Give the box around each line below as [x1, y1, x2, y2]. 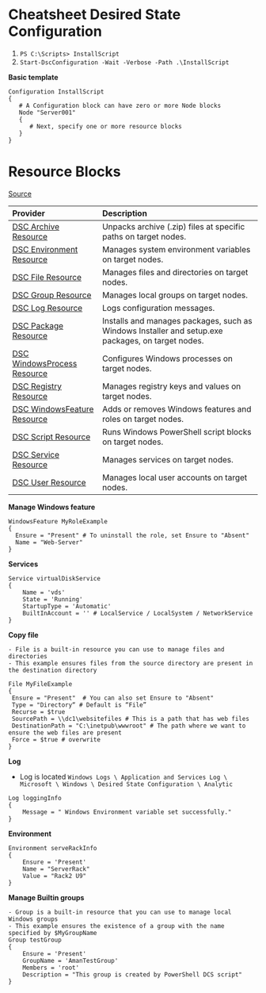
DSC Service [12, 449, 59, 460]
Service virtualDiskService [8, 574, 101, 582]
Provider [12, 208, 46, 219]
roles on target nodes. [101, 413, 184, 424]
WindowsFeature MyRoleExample [8, 517, 108, 525]
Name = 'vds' [22, 589, 66, 596]
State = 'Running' [22, 595, 83, 604]
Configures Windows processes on [101, 353, 234, 364]
